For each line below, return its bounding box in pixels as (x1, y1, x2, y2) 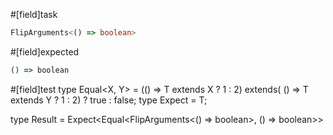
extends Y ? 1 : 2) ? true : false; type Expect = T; (10, 94, 208, 106)
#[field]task (10, 9, 58, 20)
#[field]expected (10, 45, 80, 58)
